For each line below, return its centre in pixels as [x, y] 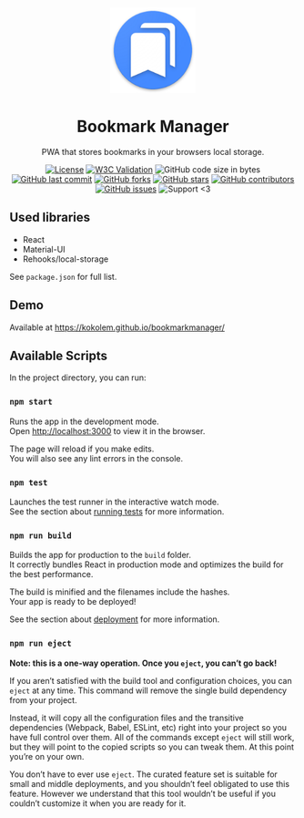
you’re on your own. [47, 756]
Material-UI [44, 249]
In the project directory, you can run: [78, 378]
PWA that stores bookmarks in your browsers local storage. [153, 151]
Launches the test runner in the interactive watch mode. [115, 502]
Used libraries [50, 217]
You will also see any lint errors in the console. [96, 458]
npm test [29, 482]
